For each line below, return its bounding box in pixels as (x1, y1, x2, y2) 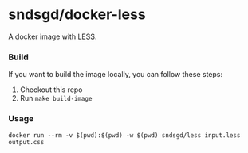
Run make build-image (19, 94, 93, 103)
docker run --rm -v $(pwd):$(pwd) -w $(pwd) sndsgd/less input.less (8, 131, 241, 140)
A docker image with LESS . (8, 32, 97, 41)
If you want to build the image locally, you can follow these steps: (8, 70, 223, 79)
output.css (8, 138, 45, 146)
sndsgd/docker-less (8, 6, 146, 24)
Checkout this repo (19, 85, 83, 94)
